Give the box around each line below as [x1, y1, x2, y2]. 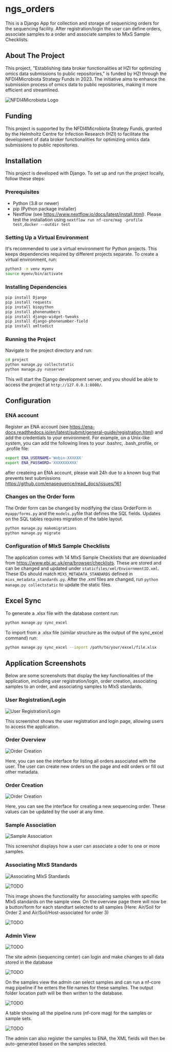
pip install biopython [5, 304, 54, 310]
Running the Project [5, 336, 56, 343]
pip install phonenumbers [5, 309, 60, 314]
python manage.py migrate [5, 530, 60, 536]
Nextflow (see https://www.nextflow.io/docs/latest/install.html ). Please [12, 211, 161, 217]
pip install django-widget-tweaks [5, 314, 79, 319]
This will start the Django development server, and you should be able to [5, 376, 158, 383]
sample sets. [5, 1016, 32, 1021]
